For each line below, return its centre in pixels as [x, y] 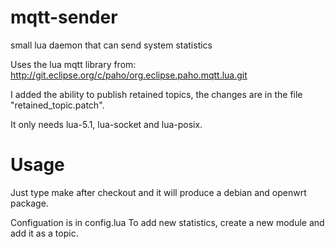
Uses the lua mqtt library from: [73, 64]
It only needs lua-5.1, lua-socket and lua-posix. [106, 124]
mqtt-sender [64, 17]
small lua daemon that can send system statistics [111, 45]
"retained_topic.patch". [57, 105]
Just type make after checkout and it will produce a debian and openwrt [158, 192]
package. [29, 203]
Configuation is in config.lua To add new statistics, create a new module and [167, 222]
